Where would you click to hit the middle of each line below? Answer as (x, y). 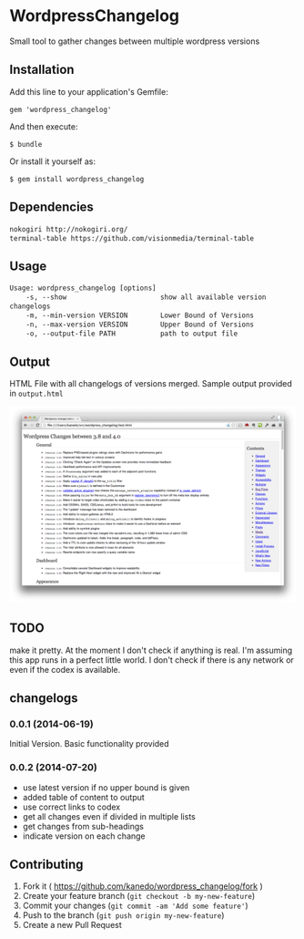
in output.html (36, 394)
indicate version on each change (84, 836)
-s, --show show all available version (146, 297)
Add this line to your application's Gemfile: (89, 91)
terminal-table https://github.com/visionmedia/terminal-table (132, 238)
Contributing (46, 864)
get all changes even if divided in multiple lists (109, 816)
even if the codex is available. (65, 669)
